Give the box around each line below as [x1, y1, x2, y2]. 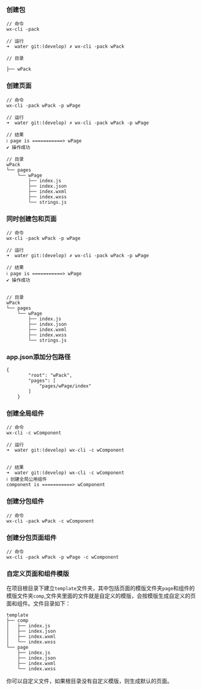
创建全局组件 [6, 409, 45, 418]
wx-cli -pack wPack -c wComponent [6, 517, 95, 524]
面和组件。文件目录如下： [6, 600, 71, 607]
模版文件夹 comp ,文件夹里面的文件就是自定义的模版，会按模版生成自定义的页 [6, 592, 196, 600]
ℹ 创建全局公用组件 [6, 476, 47, 483]
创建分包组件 [6, 497, 45, 506]
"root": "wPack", [28, 373, 72, 379]
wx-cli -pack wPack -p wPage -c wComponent [6, 554, 119, 560]
